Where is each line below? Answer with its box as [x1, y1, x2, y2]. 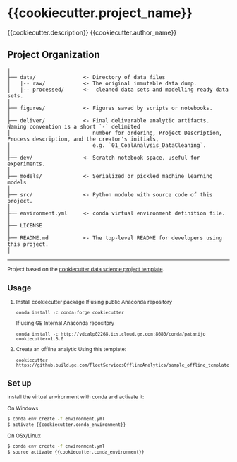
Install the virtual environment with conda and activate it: [7, 393, 145, 401]
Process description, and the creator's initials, [7, 136, 159, 143]
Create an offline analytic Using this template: [16, 346, 127, 353]
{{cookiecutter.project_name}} [7, 5, 193, 21]
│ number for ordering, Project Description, [7, 129, 222, 136]
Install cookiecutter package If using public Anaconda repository [16, 298, 173, 305]
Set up [7, 378, 32, 388]
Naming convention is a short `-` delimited [7, 123, 140, 130]
